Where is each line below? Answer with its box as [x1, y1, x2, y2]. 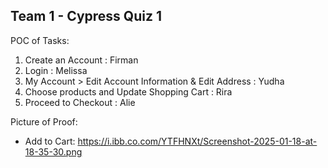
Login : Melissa [24, 64, 88, 76]
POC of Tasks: [10, 34, 70, 46]
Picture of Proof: [10, 115, 78, 128]
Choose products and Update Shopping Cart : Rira [24, 85, 233, 98]
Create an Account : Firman [24, 54, 139, 66]
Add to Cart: [24, 135, 76, 147]
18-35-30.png [24, 145, 83, 158]
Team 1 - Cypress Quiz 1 [10, 8, 162, 25]
